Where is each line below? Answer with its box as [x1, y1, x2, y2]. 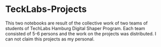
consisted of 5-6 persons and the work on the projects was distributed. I [5, 30, 156, 36]
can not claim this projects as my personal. [5, 36, 95, 42]
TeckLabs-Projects [5, 3, 87, 15]
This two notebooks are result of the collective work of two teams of [5, 20, 148, 26]
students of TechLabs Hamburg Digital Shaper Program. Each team [5, 25, 145, 31]
